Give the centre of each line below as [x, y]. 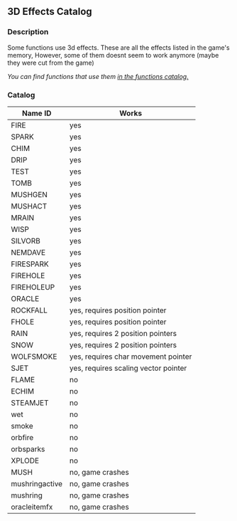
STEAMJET [30, 403]
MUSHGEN [29, 194]
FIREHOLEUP [33, 287]
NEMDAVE [28, 252]
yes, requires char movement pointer [131, 357]
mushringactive [37, 483]
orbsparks [28, 449]
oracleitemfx [32, 507]
